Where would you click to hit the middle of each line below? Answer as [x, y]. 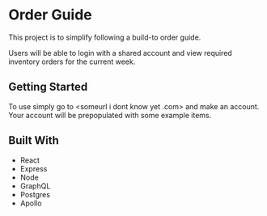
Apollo [31, 203]
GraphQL [35, 186]
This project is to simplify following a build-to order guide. [105, 37]
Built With [34, 140]
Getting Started [48, 87]
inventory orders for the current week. [72, 61]
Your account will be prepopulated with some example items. [110, 115]
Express [34, 168]
